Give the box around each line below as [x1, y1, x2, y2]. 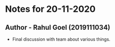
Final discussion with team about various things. [12, 36, 111, 42]
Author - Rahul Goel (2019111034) [5, 23, 111, 32]
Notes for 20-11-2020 [5, 3, 96, 15]
